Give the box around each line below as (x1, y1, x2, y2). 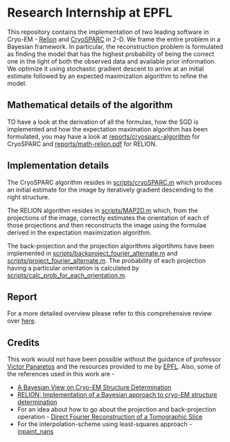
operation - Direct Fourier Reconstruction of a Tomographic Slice (17, 413, 203, 421)
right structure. (7, 192, 50, 201)
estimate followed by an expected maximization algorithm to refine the (7, 71, 208, 80)
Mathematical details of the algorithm (7, 99, 173, 111)
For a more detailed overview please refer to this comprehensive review (7, 309, 213, 317)
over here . (7, 317, 37, 325)
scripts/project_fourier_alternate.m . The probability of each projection (7, 256, 206, 264)
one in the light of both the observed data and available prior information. (7, 57, 216, 65)
